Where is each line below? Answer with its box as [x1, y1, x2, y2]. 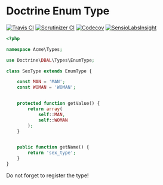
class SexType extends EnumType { [6, 68, 93, 74]
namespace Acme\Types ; [6, 46, 63, 52]
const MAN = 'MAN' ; [17, 79, 66, 85]
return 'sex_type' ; [27, 150, 76, 156]
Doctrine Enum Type [6, 4, 110, 18]
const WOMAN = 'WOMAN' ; [17, 84, 76, 90]
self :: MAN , [38, 111, 66, 117]
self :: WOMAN [38, 117, 68, 123]
